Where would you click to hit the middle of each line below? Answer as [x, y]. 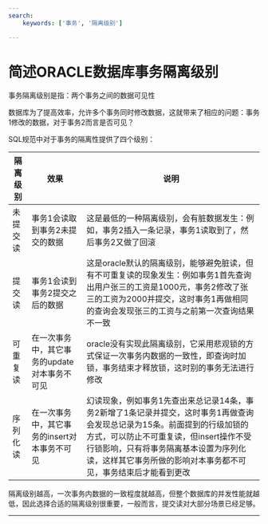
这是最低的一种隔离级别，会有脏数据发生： [166, 219]
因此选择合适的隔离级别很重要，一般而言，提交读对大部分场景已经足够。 [141, 504]
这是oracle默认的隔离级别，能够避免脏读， [166, 263]
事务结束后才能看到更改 [146, 473]
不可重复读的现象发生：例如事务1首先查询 [173, 275]
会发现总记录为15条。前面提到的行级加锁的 [167, 425]
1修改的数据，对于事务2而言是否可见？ [71, 122]
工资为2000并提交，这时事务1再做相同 [175, 299]
